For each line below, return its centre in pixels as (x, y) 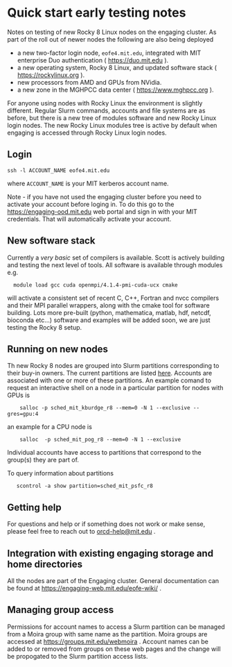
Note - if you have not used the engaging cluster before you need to (105, 196)
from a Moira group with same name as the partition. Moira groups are (107, 634)
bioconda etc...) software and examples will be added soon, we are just (109, 320)
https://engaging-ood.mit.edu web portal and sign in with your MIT (102, 211)
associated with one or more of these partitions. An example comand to (109, 380)
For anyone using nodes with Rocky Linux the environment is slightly (105, 103)
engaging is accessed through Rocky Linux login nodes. (87, 133)
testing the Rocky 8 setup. (45, 327)
